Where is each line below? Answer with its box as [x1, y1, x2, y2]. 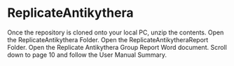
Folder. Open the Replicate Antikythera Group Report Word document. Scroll [7, 43, 228, 51]
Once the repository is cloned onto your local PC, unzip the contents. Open [7, 28, 224, 37]
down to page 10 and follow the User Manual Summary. [7, 51, 167, 59]
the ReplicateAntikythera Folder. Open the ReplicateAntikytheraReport [7, 35, 209, 44]
